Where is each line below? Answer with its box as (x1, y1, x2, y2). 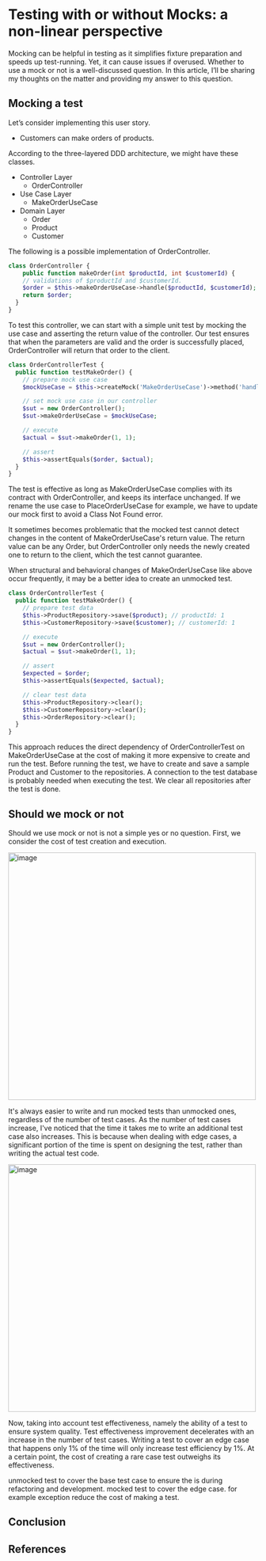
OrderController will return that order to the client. (8, 345, 170, 355)
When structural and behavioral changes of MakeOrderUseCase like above (8, 565, 253, 575)
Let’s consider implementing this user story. (8, 117, 150, 128)
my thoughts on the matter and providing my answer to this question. (8, 74, 234, 83)
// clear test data (22, 691, 87, 699)
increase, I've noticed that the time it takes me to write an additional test (8, 1123, 243, 1133)
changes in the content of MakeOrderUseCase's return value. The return (8, 533, 245, 543)
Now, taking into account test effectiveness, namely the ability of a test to (8, 1418, 248, 1427)
